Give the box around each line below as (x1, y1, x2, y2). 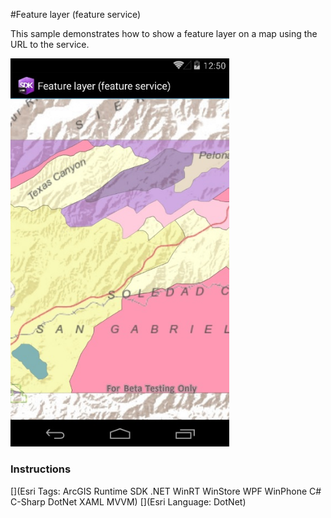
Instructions (10, 462, 72, 476)
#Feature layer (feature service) (10, 9, 142, 20)
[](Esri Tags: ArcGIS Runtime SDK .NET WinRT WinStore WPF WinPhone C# (10, 485, 322, 497)
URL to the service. (10, 39, 90, 50)
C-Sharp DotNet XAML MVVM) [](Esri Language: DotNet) (10, 495, 247, 508)
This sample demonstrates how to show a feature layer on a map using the (10, 28, 318, 39)
